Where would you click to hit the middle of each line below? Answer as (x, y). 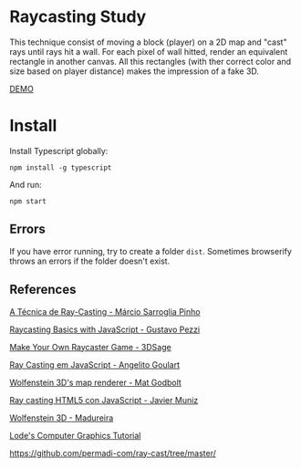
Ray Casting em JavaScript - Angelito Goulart (95, 364)
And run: (26, 184)
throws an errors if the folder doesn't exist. (90, 261)
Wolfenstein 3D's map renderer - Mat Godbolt (96, 382)
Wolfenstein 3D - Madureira (62, 418)
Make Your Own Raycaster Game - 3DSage (90, 347)
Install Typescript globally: (59, 151)
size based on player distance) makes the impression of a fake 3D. (135, 71)
